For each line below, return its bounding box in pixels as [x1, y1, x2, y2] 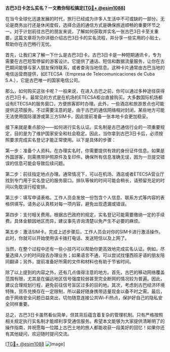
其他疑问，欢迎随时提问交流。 [9, 331, 72, 337]
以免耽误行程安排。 [9, 184, 50, 190]
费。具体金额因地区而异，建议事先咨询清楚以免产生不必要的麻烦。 [5, 218, 143, 224]
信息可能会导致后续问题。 [14, 160, 67, 166]
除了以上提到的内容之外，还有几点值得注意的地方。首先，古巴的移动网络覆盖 [5, 269, 165, 275]
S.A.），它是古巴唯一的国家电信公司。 [5, 77, 82, 83]
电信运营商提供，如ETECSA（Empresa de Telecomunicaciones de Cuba [5, 71, 155, 77]
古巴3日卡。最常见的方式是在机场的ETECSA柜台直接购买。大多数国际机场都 [5, 94, 163, 100]
